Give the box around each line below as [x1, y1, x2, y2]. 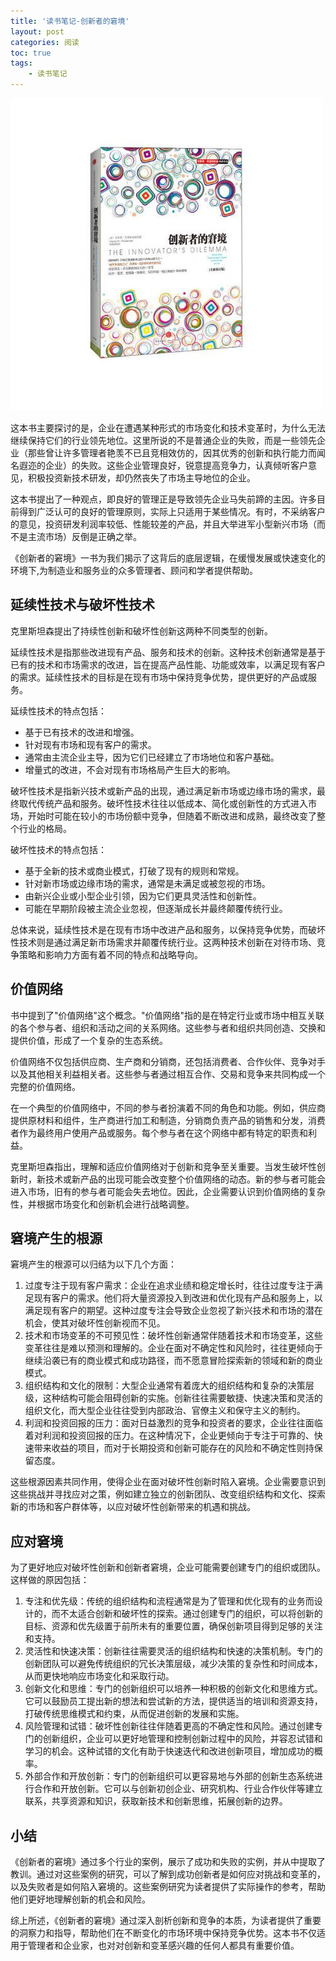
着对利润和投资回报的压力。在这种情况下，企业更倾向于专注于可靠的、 [24, 1430, 315, 1442]
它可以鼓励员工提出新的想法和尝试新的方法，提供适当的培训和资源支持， [24, 1695, 323, 1707]
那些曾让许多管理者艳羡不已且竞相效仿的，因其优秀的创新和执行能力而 [27, 447, 317, 459]
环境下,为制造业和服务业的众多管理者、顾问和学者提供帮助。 [10, 565, 259, 576]
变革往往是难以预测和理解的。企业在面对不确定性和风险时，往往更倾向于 [24, 1342, 323, 1354]
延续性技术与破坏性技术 [10, 596, 155, 614]
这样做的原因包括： [10, 1574, 90, 1586]
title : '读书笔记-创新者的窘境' [10, 16, 130, 26]
